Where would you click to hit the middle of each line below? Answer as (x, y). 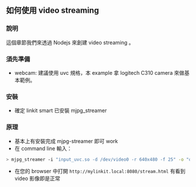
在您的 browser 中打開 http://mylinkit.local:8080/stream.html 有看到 (100, 171)
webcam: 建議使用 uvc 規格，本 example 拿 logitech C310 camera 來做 (99, 72)
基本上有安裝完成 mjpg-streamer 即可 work (66, 141)
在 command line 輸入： (43, 148)
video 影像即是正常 (37, 179)
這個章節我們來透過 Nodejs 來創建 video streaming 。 (70, 42)
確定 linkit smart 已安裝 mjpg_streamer (60, 110)
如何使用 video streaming (52, 11)
